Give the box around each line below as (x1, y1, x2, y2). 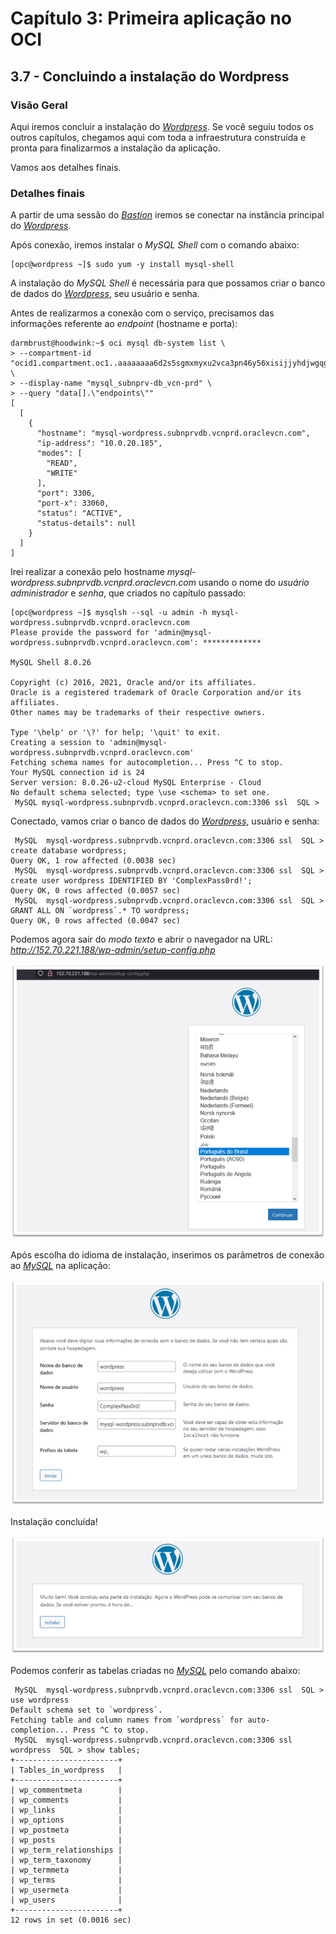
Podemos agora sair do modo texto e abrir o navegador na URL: (10, 933, 273, 946)
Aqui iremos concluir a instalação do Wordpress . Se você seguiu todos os (10, 120, 314, 132)
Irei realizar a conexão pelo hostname (10, 566, 165, 578)
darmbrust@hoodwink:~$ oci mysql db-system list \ (10, 338, 226, 349)
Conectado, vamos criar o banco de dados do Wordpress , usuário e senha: (10, 815, 320, 827)
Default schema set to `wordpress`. (10, 1705, 163, 1715)
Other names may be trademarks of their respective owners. (10, 708, 267, 718)
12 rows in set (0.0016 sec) (10, 1915, 132, 1925)
